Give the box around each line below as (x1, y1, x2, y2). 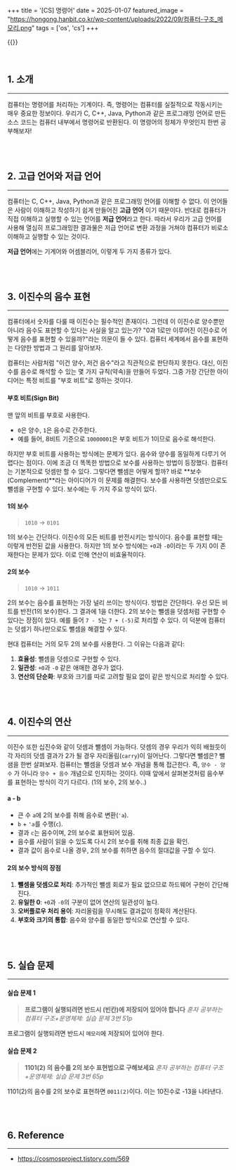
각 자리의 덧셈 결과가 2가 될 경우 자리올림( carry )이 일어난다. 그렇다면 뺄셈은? (7, 751, 218, 760)
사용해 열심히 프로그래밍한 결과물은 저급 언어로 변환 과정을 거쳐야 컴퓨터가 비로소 (7, 223, 229, 232)
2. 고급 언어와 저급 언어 (7, 170, 102, 182)
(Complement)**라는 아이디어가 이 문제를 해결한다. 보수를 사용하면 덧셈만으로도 (7, 476, 228, 484)
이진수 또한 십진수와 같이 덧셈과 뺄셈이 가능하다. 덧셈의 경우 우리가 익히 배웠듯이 (7, 742, 227, 751)
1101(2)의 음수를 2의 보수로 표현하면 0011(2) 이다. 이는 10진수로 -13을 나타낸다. (7, 1087, 223, 1096)
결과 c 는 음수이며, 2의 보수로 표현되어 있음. (17, 829, 136, 837)
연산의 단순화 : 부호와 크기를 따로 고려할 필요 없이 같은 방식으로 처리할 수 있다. (17, 672, 229, 681)
